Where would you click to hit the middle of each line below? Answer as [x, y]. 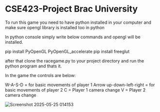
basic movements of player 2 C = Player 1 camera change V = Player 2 [75, 90]
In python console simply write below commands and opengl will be [73, 37]
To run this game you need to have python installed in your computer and [78, 22]
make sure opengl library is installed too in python [55, 27]
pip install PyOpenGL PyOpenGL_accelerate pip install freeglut [67, 51]
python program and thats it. [33, 66]
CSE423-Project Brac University [72, 9]
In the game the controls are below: [40, 75]
